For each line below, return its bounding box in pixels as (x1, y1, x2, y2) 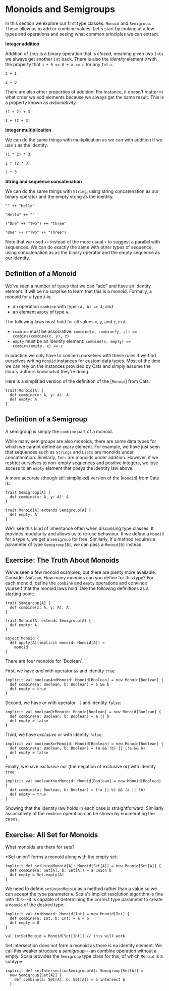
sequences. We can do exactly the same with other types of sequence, (5, 244, 153, 250)
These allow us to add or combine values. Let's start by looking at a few (5, 25, 155, 31)
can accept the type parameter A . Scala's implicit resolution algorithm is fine (5, 891, 163, 897)
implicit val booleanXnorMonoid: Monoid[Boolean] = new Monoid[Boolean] (5, 779, 161, 784)
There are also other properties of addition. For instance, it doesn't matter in (5, 88, 163, 94)
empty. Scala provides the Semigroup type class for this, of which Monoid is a (5, 953, 163, 959)
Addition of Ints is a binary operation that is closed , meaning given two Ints (5, 51, 164, 57)
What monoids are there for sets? (5, 844, 75, 850)
